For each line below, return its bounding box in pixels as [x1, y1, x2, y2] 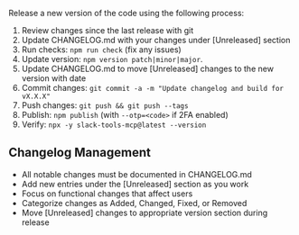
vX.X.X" [21, 92, 51, 101]
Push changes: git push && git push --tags [21, 100, 189, 111]
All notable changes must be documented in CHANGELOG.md [21, 168, 252, 179]
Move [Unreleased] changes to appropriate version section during [21, 207, 268, 218]
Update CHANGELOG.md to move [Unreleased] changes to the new [21, 63, 275, 74]
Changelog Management [8, 145, 151, 160]
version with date [21, 73, 87, 84]
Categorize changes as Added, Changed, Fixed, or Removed [21, 197, 248, 208]
